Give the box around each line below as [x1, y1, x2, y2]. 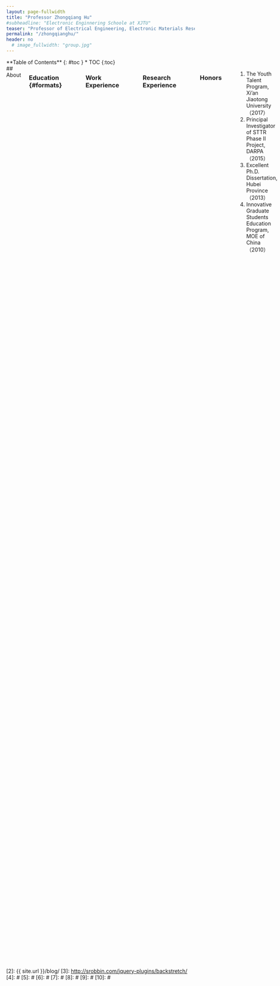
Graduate [246, 207, 269, 214]
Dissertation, [246, 174, 278, 181]
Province [246, 187, 268, 194]
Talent [246, 76, 262, 84]
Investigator [246, 122, 276, 129]
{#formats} [29, 81, 62, 89]
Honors [199, 73, 223, 81]
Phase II [246, 135, 266, 142]
